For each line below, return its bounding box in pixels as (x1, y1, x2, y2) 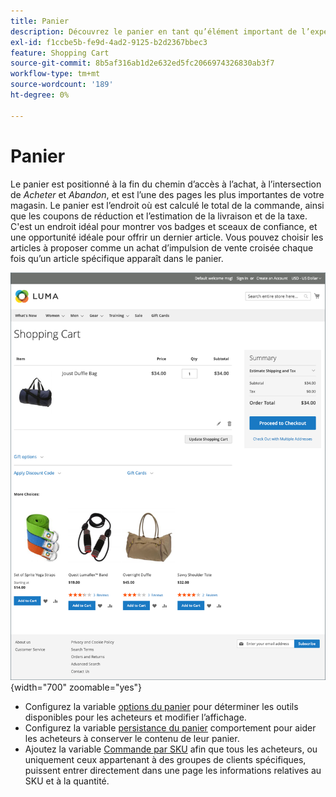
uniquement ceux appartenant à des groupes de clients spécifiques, (24, 754, 307, 766)
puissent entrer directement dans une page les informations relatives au (24, 765, 322, 777)
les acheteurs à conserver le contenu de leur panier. (24, 733, 240, 745)
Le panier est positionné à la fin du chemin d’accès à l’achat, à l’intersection (10, 178, 322, 190)
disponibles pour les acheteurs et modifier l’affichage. (24, 711, 247, 724)
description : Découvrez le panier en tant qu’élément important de (10, 26, 298, 37)
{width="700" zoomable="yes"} (10, 681, 143, 694)
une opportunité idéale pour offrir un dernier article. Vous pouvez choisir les (10, 231, 324, 243)
